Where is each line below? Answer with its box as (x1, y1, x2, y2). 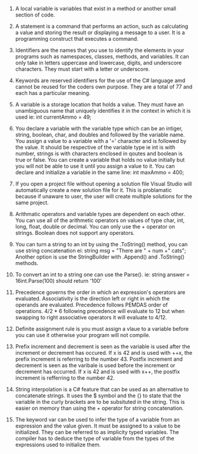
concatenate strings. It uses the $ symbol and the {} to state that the (15, 392, 181, 399)
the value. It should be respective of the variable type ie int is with (15, 144, 176, 151)
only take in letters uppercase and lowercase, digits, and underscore (15, 59, 182, 66)
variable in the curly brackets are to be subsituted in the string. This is (15, 399, 185, 405)
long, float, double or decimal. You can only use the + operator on (15, 223, 176, 230)
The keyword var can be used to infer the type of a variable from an (15, 416, 180, 423)
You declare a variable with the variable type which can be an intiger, (15, 125, 183, 132)
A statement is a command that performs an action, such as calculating (15, 23, 189, 30)
